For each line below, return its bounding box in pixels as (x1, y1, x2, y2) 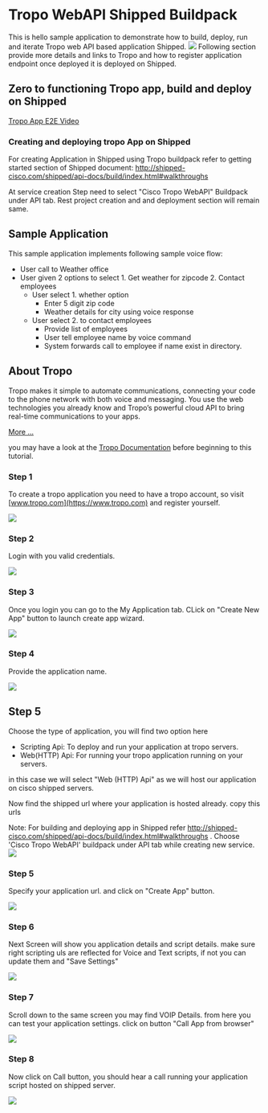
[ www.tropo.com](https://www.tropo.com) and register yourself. (8, 497, 221, 507)
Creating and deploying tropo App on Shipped (8, 136, 191, 147)
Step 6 (8, 921, 35, 932)
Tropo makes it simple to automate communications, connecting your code (8, 386, 256, 395)
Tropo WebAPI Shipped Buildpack (8, 6, 238, 24)
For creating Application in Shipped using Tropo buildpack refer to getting (8, 154, 252, 164)
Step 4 (8, 649, 35, 660)
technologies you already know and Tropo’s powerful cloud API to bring (8, 403, 245, 412)
